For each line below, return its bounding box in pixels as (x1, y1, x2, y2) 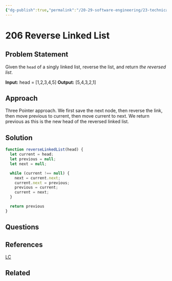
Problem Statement (5, 50, 69, 59)
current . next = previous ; (14, 180, 70, 185)
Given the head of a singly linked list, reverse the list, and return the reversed (5, 64, 166, 70)
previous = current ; (14, 185, 58, 190)
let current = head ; (10, 152, 54, 157)
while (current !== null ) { (10, 171, 70, 176)
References (5, 240, 43, 249)
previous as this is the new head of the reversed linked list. (5, 119, 130, 125)
